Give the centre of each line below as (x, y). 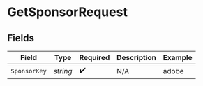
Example (178, 58)
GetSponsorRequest (67, 12)
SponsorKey (29, 71)
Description (136, 58)
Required (95, 58)
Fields (21, 38)
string (63, 71)
